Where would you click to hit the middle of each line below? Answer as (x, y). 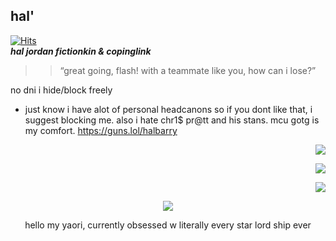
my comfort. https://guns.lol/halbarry (101, 130)
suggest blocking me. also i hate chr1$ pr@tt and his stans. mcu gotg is (172, 120)
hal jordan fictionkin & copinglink (81, 51)
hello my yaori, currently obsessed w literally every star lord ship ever (168, 225)
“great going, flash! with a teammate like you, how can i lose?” (188, 70)
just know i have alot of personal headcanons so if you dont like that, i (168, 109)
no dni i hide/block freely (61, 90)
